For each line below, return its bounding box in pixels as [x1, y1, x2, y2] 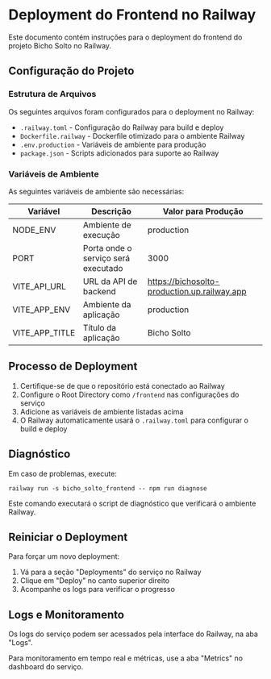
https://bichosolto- [148, 276, 220, 287]
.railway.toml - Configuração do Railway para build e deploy [19, 123, 224, 132]
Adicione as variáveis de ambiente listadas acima [19, 406, 184, 416]
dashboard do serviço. [8, 662, 84, 672]
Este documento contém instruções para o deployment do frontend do [8, 32, 243, 42]
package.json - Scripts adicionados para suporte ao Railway [19, 148, 219, 158]
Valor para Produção [162, 206, 244, 217]
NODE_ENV [12, 224, 56, 235]
